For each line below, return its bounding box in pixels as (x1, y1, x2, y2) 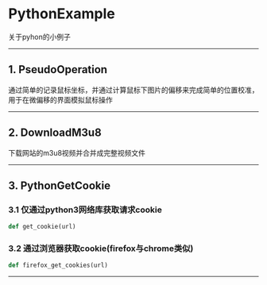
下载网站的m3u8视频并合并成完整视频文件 (8, 148, 145, 157)
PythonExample (8, 5, 115, 23)
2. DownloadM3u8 (8, 126, 102, 140)
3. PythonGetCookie (8, 179, 111, 192)
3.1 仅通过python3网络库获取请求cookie (8, 204, 163, 215)
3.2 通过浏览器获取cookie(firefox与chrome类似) (8, 243, 194, 254)
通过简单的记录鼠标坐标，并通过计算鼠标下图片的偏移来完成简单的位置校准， (8, 85, 259, 94)
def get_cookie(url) (8, 223, 77, 231)
